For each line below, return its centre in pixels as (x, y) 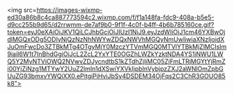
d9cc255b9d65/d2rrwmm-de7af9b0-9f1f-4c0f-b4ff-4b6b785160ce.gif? (111, 25)
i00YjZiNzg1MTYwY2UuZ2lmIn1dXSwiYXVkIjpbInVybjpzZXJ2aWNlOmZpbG (116, 69)
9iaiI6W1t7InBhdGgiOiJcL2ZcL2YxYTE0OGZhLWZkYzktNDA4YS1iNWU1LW (115, 54)
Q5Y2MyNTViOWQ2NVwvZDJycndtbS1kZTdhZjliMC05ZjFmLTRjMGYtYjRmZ (117, 61)
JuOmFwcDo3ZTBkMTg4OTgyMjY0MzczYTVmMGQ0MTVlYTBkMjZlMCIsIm (117, 47)
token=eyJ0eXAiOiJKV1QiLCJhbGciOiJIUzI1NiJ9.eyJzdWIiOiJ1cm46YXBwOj (116, 32)
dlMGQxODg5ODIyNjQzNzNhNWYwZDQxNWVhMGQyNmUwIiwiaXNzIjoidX (116, 39)
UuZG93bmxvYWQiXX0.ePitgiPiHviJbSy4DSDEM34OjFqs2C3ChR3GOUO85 (117, 76)
